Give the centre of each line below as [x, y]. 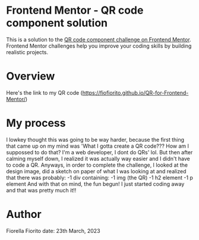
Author [24, 214]
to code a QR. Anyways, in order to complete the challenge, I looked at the [97, 165]
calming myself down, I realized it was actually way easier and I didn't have [98, 158]
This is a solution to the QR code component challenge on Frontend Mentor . [99, 39]
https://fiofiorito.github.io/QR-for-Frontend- [135, 92]
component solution [57, 23]
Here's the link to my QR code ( [45, 92]
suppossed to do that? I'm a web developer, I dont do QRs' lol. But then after [99, 152]
